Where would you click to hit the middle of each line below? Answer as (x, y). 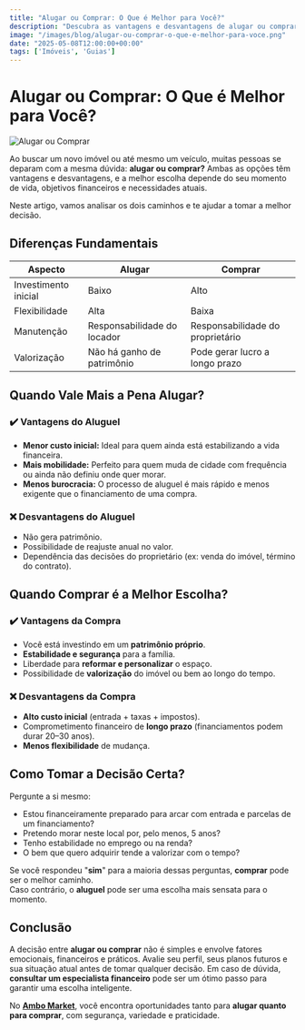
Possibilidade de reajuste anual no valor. (98, 546)
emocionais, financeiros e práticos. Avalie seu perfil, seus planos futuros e (148, 959)
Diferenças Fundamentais (84, 243)
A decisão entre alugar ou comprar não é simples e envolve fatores (136, 949)
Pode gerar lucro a (230, 351)
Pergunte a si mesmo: (50, 796)
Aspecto (46, 269)
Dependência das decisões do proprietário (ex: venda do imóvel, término (159, 556)
